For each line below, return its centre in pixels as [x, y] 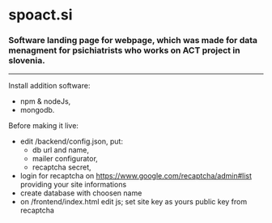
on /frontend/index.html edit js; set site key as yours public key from [134, 202]
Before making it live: [44, 126]
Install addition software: [49, 86]
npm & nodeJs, [45, 101]
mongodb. [37, 110]
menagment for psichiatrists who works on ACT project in [124, 50]
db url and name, [61, 150]
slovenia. [27, 61]
